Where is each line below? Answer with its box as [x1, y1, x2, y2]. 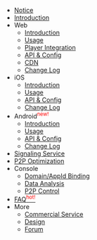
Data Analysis [24, 179, 65, 187]
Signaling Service [13, 149, 65, 158]
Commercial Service [24, 210, 84, 219]
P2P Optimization [13, 156, 65, 165]
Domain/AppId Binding [24, 172, 90, 180]
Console [13, 164, 39, 172]
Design [24, 217, 46, 226]
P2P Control [24, 187, 60, 195]
